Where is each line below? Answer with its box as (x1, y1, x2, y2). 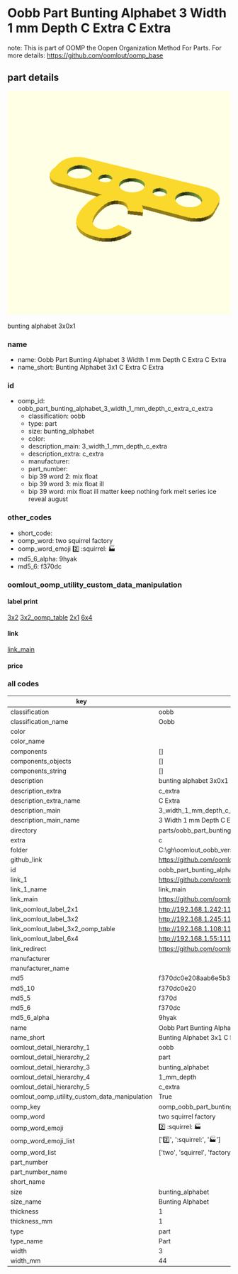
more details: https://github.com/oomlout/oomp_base (7, 51, 164, 60)
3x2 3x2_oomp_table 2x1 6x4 (7, 613, 93, 622)
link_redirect (10, 944, 47, 952)
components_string (10, 767, 67, 775)
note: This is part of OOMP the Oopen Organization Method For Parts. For (7, 43, 222, 52)
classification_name (10, 717, 69, 725)
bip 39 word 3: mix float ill (28, 480, 104, 488)
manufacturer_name (10, 964, 69, 973)
